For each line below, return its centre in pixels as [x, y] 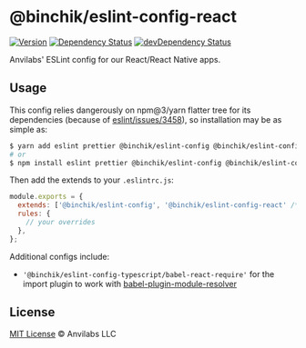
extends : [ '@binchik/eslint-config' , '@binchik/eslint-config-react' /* [158, 205]
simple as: [29, 129]
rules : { [34, 214]
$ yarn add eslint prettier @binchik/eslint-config [109, 146]
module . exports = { [46, 197]
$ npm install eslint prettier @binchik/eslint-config [116, 163]
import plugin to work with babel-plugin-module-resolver [130, 283]
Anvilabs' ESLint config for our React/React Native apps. [115, 59]
